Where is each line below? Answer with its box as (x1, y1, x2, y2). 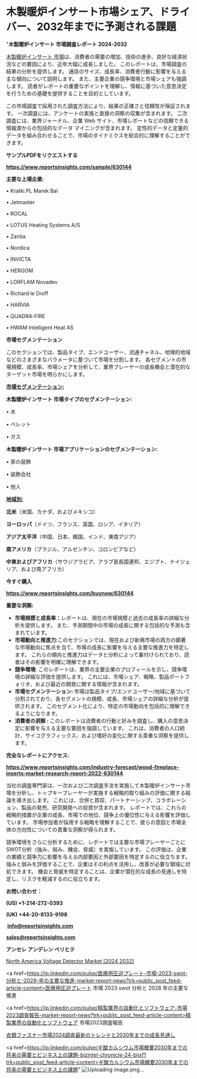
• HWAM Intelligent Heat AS (6, 324, 74, 331)
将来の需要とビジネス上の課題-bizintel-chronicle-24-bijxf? (6, 1051, 147, 1058)
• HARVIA (6, 301, 30, 308)
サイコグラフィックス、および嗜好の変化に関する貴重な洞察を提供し (25, 731, 189, 739)
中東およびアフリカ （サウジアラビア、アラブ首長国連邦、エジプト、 (6, 558, 170, 565)
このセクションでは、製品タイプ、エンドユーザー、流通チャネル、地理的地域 (6, 348, 191, 356)
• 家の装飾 (6, 458, 31, 465)
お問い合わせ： (6, 887, 42, 894)
